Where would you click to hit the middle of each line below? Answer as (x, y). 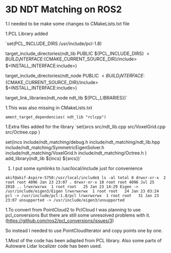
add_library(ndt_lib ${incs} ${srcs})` (43, 158)
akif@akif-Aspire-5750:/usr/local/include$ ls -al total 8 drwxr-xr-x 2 (86, 178)
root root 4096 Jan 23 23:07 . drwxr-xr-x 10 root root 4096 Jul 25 (80, 182)
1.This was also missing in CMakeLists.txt (49, 108)
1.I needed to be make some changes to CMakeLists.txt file (67, 24)
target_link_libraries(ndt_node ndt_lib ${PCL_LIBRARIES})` (67, 98)
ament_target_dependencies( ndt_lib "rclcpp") (56, 117)
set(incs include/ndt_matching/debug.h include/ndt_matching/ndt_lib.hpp (83, 142)
